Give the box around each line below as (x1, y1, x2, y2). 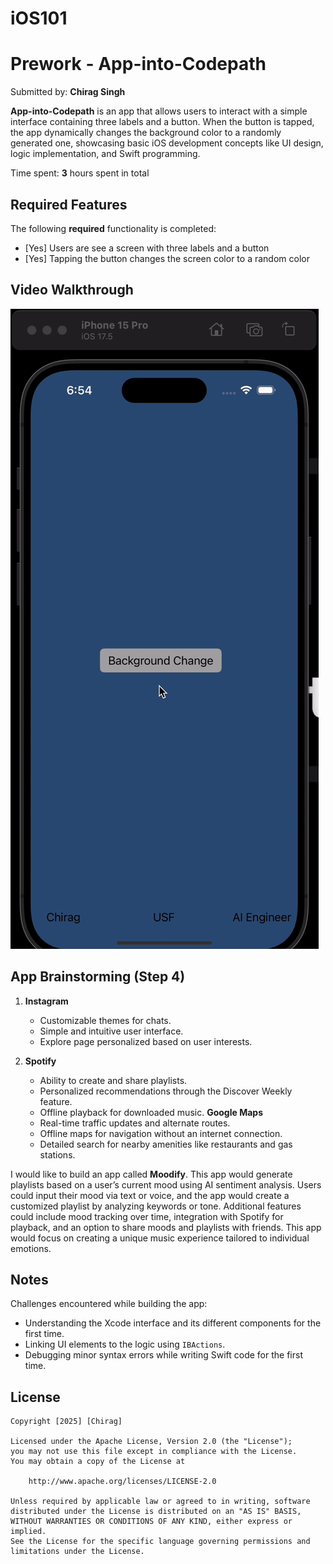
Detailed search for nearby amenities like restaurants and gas (39, 1138, 293, 1150)
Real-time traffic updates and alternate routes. (39, 1117, 231, 1129)
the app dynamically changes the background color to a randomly (10, 127, 282, 139)
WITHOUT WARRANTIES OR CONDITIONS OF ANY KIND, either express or (10, 1517, 293, 1527)
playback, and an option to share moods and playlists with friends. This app (10, 1221, 322, 1233)
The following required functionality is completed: (10, 222, 217, 234)
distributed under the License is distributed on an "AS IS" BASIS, (10, 1507, 302, 1517)
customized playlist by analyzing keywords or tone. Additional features (10, 1200, 302, 1212)
